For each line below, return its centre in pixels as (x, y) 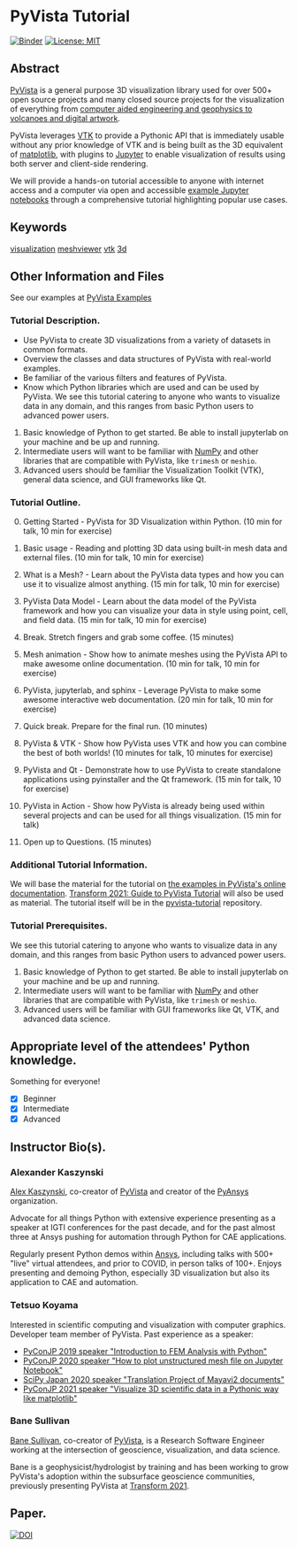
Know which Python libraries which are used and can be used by (141, 387)
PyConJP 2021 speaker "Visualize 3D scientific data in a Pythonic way (151, 1389)
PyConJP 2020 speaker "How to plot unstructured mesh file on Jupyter (153, 1360)
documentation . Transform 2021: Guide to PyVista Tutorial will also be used (147, 893)
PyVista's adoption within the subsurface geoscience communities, (133, 1476)
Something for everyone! (55, 1082)
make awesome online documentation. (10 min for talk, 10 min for (141, 663)
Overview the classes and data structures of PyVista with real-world (147, 358)
